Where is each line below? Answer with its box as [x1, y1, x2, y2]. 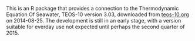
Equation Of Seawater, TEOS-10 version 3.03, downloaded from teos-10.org [6, 11, 189, 18]
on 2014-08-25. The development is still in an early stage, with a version [6, 17, 181, 24]
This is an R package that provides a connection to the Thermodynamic [6, 5, 179, 12]
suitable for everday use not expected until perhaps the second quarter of [6, 23, 185, 30]
